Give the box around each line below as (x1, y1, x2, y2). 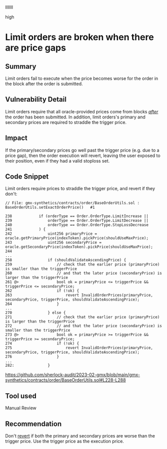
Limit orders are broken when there (5, 32, 154, 43)
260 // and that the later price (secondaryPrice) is (5, 271, 162, 276)
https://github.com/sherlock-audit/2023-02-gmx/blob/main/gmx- (5, 372, 140, 378)
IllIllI (5, 5, 13, 10)
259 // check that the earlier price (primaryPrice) (5, 262, 160, 267)
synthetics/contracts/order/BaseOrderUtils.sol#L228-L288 (5, 377, 126, 383)
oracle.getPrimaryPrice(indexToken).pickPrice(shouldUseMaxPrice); (5, 236, 149, 241)
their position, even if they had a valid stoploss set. (5, 158, 110, 164)
